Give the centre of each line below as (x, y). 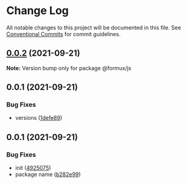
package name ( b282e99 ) (48, 174)
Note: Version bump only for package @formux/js (69, 68)
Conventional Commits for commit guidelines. (63, 34)
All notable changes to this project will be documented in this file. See (94, 28)
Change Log (37, 11)
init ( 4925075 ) (33, 168)
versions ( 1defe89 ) (39, 118)
